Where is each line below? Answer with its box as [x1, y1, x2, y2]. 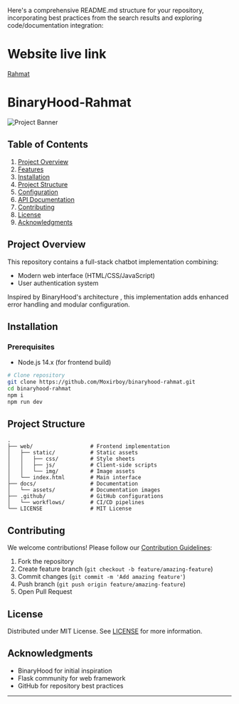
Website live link [7, 46, 107, 63]
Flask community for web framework [17, 673, 126, 682]
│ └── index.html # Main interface [7, 474, 142, 481]
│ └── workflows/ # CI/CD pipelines [7, 499, 144, 506]
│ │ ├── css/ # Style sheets [7, 455, 135, 463]
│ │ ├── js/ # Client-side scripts [7, 462, 158, 469]
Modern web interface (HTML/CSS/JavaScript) [17, 271, 155, 279]
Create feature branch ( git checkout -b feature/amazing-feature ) [17, 565, 213, 573]
